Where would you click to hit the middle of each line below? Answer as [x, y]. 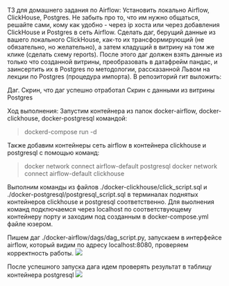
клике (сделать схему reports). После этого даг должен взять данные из [115, 54]
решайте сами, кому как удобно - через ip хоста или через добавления [113, 25]
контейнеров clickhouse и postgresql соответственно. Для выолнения [111, 202]
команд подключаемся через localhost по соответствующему [100, 209]
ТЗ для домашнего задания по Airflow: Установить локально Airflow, [108, 10]
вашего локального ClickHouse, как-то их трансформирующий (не [106, 40]
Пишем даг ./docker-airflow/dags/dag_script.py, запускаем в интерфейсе [114, 237]
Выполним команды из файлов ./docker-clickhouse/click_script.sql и [107, 187]
